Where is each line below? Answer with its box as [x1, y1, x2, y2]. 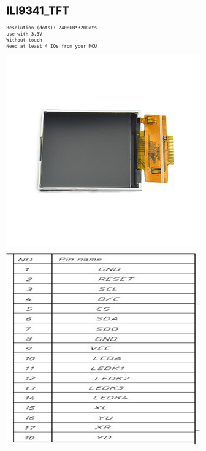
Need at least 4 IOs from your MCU [6, 43, 97, 49]
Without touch [6, 37, 43, 43]
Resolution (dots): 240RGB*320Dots [6, 25, 97, 31]
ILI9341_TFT [6, 4, 69, 18]
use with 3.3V [6, 31, 43, 37]
